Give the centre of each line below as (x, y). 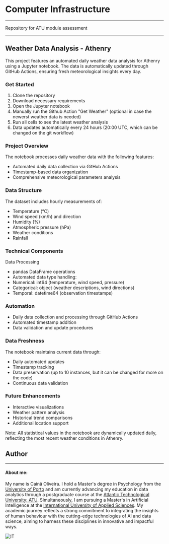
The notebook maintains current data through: (53, 352)
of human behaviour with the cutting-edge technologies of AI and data (78, 516)
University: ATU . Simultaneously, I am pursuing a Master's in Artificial (77, 500)
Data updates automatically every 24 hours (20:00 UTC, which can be (85, 127)
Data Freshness (25, 341)
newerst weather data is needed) (47, 117)
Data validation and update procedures (53, 328)
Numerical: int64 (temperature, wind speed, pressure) (68, 282)
